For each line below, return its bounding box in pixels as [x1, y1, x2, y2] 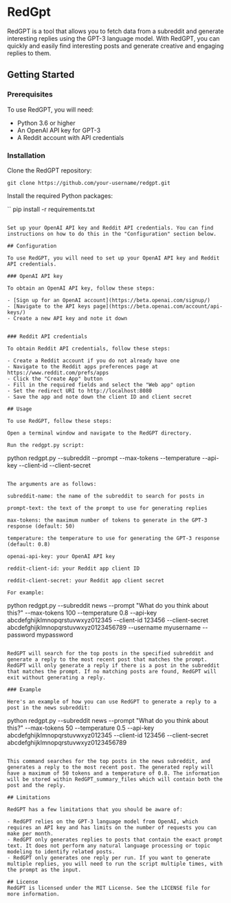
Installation [7, 150, 46, 160]
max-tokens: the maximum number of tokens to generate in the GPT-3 [7, 517, 208, 524]
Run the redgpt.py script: [7, 441, 85, 448]
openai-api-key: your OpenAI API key [7, 553, 115, 559]
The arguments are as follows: [7, 480, 97, 487]
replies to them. [7, 49, 52, 57]
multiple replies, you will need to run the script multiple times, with [7, 860, 223, 867]
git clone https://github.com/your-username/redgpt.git [7, 179, 170, 186]
